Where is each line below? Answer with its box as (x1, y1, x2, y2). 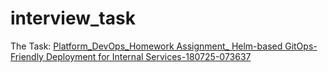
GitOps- (284, 40, 318, 52)
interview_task (10, 7, 136, 30)
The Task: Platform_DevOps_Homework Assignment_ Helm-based (10, 40, 283, 52)
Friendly (10, 50, 44, 62)
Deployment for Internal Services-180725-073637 (45, 50, 252, 62)
